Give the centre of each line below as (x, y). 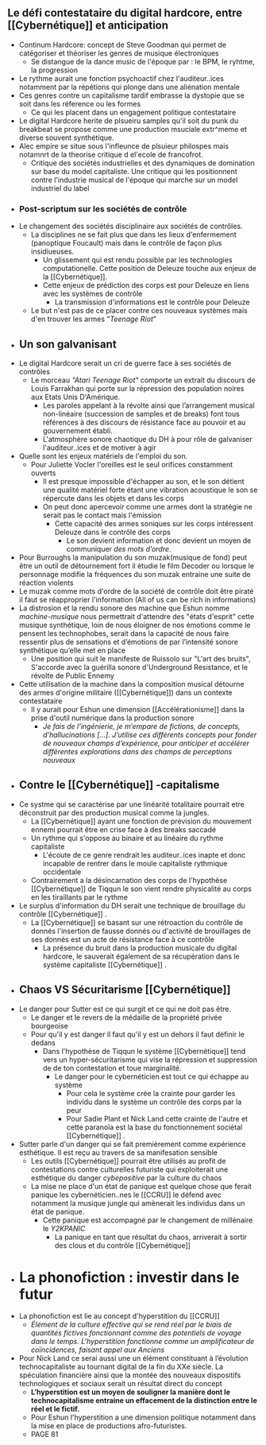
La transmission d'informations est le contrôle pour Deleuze (152, 302)
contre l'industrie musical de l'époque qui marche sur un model (134, 180)
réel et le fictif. (55, 1409)
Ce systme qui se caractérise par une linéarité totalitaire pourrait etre (132, 804)
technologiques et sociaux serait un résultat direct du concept (121, 1384)
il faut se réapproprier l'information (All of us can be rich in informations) (137, 599)
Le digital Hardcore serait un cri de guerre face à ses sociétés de (125, 363)
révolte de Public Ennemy (72, 676)
